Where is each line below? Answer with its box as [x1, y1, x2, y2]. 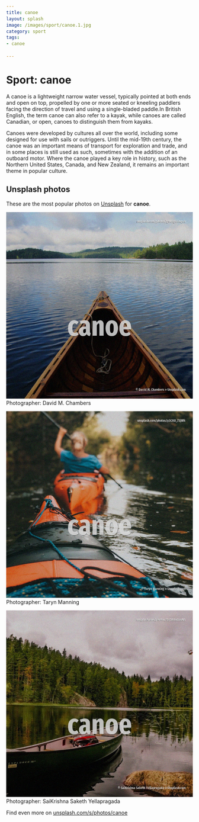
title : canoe [6, 9, 38, 15]
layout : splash [6, 15, 44, 22]
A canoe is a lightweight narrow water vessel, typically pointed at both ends [6, 92, 191, 100]
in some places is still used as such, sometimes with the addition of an [6, 148, 178, 155]
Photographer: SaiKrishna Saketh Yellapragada [6, 797, 120, 805]
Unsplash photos [6, 184, 70, 195]
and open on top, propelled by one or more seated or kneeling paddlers [6, 99, 181, 106]
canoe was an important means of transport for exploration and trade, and [6, 142, 188, 149]
